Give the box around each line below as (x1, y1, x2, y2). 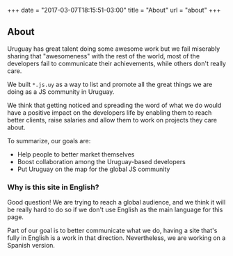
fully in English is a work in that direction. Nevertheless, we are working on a (7, 234, 226, 242)
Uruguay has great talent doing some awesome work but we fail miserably (7, 45, 220, 53)
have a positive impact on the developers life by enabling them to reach (7, 108, 212, 117)
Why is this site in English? (7, 182, 99, 192)
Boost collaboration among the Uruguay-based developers (17, 157, 186, 166)
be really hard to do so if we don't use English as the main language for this (7, 205, 223, 214)
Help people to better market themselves (17, 150, 135, 159)
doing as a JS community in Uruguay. (7, 87, 115, 96)
